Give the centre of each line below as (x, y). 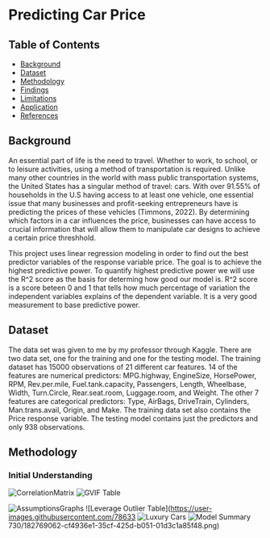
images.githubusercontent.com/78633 (72, 517)
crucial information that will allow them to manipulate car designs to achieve (134, 229)
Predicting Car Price (77, 15)
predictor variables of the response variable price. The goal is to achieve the (135, 262)
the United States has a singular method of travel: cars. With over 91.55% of (134, 186)
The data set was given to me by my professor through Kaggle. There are (130, 350)
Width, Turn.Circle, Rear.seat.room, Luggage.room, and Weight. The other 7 (134, 393)
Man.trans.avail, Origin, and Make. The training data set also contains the (130, 410)
